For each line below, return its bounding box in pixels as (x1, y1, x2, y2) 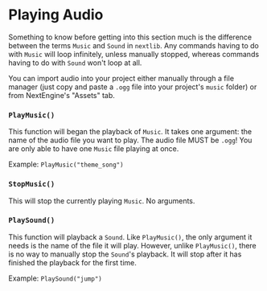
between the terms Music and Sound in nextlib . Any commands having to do (8, 40, 259, 50)
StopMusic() (8, 179, 55, 189)
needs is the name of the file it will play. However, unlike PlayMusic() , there (8, 240, 257, 250)
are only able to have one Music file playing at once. (8, 144, 179, 154)
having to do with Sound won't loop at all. (8, 58, 142, 68)
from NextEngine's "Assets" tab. (8, 90, 115, 100)
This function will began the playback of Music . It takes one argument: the (8, 127, 252, 137)
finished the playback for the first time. (8, 257, 137, 267)
